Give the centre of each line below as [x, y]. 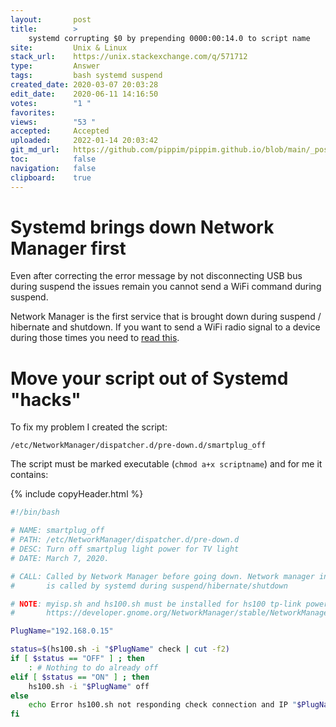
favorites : [33, 112]
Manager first [68, 248]
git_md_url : [35, 150]
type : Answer [55, 66]
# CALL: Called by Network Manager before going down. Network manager [162, 576]
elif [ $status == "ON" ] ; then [80, 677]
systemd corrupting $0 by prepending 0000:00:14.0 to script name [169, 38]
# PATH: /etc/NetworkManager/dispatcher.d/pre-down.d [125, 540]
